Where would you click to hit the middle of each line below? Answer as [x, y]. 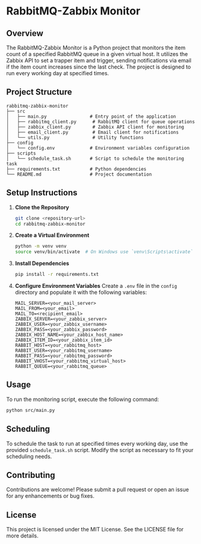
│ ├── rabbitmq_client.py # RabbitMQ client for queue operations [101, 121]
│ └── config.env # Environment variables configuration [98, 148]
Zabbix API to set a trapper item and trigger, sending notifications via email [99, 60]
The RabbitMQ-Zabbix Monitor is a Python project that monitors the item [96, 47]
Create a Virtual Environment [52, 235]
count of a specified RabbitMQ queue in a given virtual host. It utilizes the [97, 54]
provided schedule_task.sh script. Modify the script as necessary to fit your [100, 450]
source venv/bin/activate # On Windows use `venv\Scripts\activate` [104, 252]
